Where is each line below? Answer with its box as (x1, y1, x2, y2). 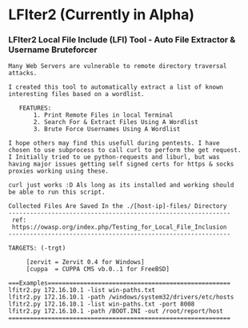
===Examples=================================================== (8, 279, 230, 287)
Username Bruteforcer (8, 44, 98, 55)
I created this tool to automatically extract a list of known (8, 83, 224, 91)
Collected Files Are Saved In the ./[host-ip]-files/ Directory (8, 202, 227, 210)
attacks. (8, 70, 38, 78)
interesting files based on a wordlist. (8, 90, 146, 98)
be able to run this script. (8, 188, 106, 197)
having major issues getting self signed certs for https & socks (8, 160, 234, 169)
